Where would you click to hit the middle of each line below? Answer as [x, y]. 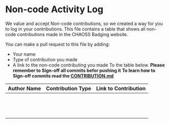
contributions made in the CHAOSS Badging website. [73, 34]
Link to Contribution [121, 88]
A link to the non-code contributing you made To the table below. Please [89, 65]
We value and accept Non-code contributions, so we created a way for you [84, 23]
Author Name [25, 88]
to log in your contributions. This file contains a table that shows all [76, 29]
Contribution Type [69, 88]
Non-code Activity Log [54, 9]
